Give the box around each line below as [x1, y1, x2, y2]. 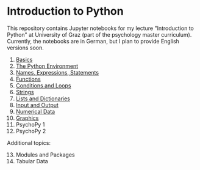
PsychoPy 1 [15, 120, 45, 128]
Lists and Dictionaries [15, 95, 71, 102]
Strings [15, 88, 34, 95]
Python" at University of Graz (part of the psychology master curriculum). [7, 31, 192, 38]
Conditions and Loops [15, 81, 71, 89]
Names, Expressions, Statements [15, 68, 99, 76]
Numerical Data [15, 108, 55, 115]
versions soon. [7, 44, 45, 51]
